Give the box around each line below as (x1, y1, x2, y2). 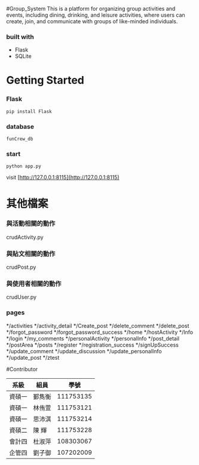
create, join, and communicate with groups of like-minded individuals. (6, 18, 178, 25)
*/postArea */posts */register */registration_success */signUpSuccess (6, 341, 179, 348)
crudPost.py (6, 263, 36, 271)
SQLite (14, 53, 32, 60)
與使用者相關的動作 (6, 279, 62, 288)
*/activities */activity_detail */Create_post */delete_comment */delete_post (6, 322, 189, 329)
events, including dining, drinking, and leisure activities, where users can (6, 11, 185, 19)
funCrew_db (6, 136, 33, 142)
